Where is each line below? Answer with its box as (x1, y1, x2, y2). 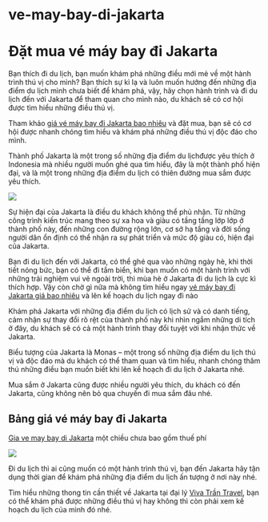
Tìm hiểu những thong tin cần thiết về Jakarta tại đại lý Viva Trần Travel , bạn (8, 488, 260, 497)
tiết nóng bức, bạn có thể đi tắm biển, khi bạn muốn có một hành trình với (8, 265, 250, 275)
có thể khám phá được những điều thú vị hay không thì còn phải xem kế (8, 496, 245, 506)
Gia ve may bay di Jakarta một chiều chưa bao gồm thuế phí (8, 433, 207, 443)
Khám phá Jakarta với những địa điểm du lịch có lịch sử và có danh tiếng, (8, 306, 250, 316)
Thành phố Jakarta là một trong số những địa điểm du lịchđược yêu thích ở (8, 151, 254, 161)
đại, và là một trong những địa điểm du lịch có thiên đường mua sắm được (8, 168, 252, 178)
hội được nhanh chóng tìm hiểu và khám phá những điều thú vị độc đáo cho (8, 127, 258, 137)
